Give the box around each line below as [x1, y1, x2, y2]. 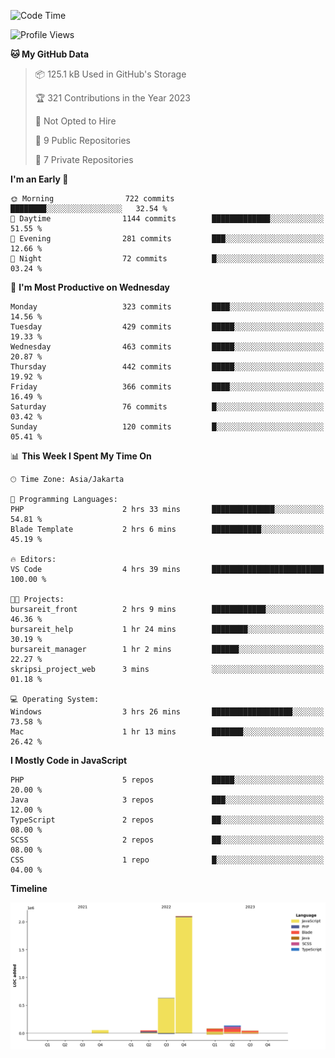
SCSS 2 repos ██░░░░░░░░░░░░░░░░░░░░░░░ [10, 835, 325, 845]
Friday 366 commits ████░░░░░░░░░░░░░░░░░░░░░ [10, 382, 325, 392]
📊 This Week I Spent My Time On [10, 450, 152, 462]
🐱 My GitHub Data [10, 48, 90, 60]
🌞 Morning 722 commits [10, 194, 175, 204]
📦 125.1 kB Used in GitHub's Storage [34, 68, 187, 80]
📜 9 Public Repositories [34, 135, 131, 146]
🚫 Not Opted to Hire [34, 115, 117, 127]
